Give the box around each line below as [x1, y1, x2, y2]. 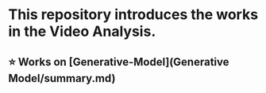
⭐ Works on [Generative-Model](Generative [8, 55, 229, 68]
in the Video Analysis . [8, 22, 156, 41]
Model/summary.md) [8, 72, 116, 85]
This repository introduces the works [8, 6, 259, 24]
